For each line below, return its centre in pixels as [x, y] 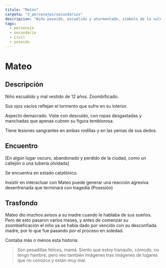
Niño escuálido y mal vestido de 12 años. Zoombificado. [62, 96]
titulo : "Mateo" [22, 10]
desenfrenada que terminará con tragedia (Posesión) [59, 187]
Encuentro [21, 146]
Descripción [24, 85]
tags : [11, 23]
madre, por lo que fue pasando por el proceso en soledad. [64, 231]
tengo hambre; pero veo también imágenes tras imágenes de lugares [87, 255]
